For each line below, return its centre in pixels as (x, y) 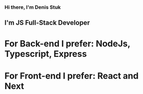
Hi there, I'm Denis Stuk (33, 7)
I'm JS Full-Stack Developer (47, 23)
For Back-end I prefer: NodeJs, (67, 44)
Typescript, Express (46, 54)
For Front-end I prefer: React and (71, 76)
